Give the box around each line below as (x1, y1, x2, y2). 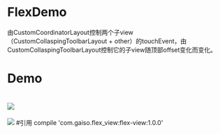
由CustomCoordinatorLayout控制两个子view (7, 28, 134, 36)
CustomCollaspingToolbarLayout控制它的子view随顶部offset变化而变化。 (7, 45, 217, 54)
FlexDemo (7, 4, 68, 20)
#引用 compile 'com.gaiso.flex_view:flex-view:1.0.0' (15, 119, 163, 127)
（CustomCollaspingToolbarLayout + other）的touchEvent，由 (7, 36, 187, 45)
